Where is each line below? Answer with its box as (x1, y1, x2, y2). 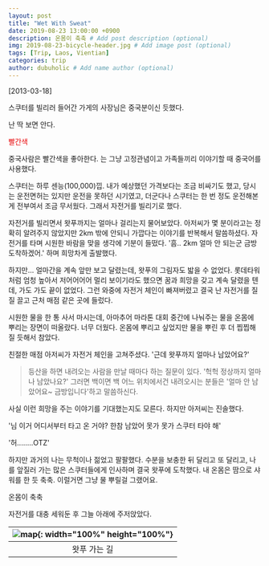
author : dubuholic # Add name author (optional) (8, 64, 174, 72)
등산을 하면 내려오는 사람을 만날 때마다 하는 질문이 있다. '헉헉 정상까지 (27, 366, 247, 376)
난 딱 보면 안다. (8, 120, 56, 129)
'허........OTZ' (8, 438, 50, 447)
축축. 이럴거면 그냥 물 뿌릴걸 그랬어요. (39, 474, 158, 484)
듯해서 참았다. (16, 332, 60, 342)
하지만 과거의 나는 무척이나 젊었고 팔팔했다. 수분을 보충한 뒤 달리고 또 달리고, (8, 454, 248, 464)
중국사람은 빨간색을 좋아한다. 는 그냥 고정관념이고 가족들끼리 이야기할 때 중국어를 (8, 153, 262, 163)
